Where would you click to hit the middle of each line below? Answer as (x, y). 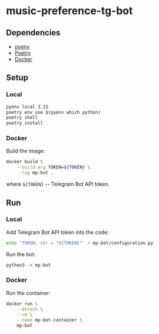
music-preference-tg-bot (70, 11)
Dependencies (33, 33)
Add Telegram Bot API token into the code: (57, 232)
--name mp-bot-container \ (50, 320)
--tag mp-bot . (35, 173)
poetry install (25, 123)
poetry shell (22, 118)
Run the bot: (21, 254)
